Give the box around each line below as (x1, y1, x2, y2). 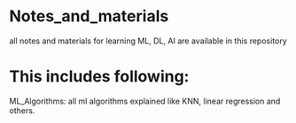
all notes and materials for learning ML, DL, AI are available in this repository (9, 35, 288, 46)
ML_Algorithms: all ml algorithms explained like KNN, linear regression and (9, 96, 281, 106)
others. (9, 104, 35, 116)
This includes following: (9, 66, 190, 87)
